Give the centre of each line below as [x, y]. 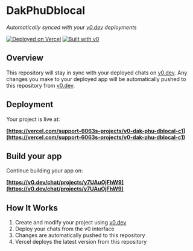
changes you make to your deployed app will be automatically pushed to [96, 79]
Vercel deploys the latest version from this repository [81, 242]
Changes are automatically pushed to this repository [80, 235]
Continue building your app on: [45, 171]
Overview [25, 58]
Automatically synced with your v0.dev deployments [71, 27]
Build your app [34, 156]
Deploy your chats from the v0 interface [65, 229]
